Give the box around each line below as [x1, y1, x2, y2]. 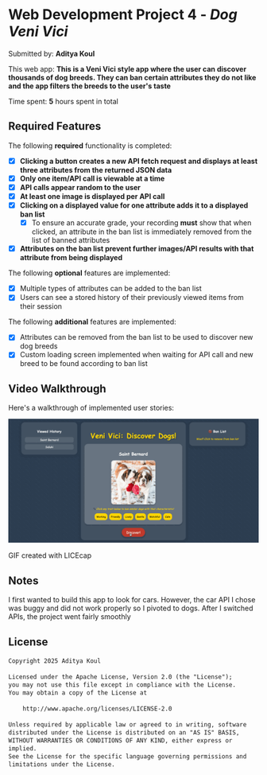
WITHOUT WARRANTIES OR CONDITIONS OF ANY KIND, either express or [8, 736, 233, 745]
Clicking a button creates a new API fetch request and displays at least [19, 156, 258, 166]
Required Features [8, 119, 102, 133]
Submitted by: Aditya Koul [8, 49, 95, 58]
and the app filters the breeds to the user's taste [8, 81, 171, 91]
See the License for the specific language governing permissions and [8, 752, 247, 761]
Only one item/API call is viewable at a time [19, 173, 165, 183]
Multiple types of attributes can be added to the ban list [19, 284, 203, 294]
